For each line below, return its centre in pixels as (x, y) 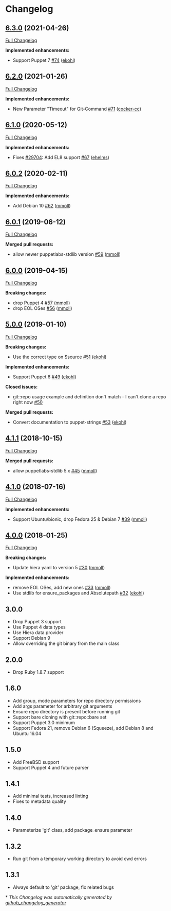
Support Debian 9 (31, 638)
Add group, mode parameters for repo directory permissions (77, 700)
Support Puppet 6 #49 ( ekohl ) (44, 377)
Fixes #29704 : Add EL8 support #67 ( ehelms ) (61, 157)
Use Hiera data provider (38, 633)
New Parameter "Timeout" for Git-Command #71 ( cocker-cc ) (77, 109)
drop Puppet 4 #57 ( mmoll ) (41, 303)
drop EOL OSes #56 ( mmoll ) (43, 308)
